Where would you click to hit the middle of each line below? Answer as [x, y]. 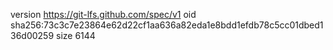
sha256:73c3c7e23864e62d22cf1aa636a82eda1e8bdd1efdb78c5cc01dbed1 [167, 25]
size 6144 [76, 35]
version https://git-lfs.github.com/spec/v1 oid [103, 14]
